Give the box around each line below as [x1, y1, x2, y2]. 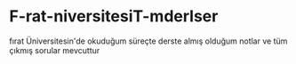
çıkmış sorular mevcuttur [9, 44, 100, 55]
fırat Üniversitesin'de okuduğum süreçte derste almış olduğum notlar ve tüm [9, 36, 288, 46]
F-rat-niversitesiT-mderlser [9, 6, 219, 27]
